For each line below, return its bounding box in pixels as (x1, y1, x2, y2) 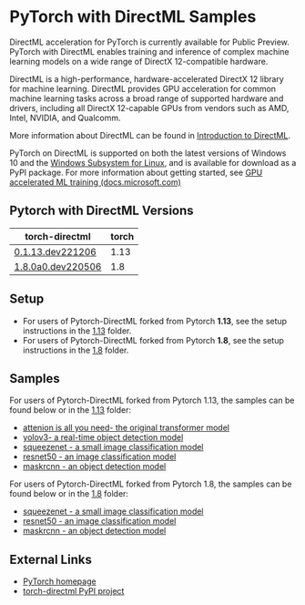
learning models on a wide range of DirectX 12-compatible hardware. (9, 56, 269, 67)
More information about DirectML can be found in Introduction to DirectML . (9, 129, 291, 140)
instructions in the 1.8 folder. (22, 344, 129, 355)
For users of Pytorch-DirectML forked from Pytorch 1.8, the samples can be (9, 478, 292, 489)
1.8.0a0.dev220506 (14, 260, 102, 272)
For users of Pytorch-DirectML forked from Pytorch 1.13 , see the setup (22, 315, 288, 326)
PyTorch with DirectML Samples (9, 6, 257, 27)
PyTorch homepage (22, 576, 97, 587)
